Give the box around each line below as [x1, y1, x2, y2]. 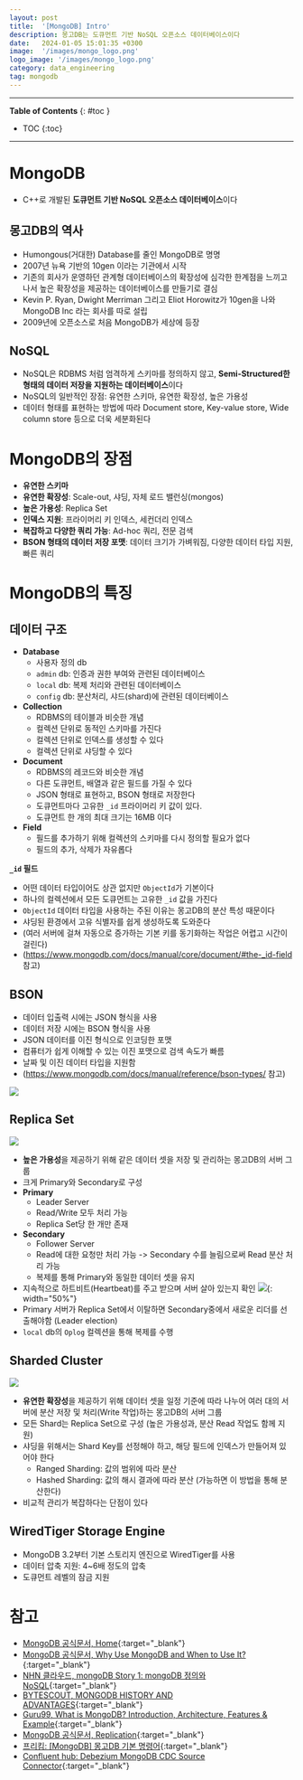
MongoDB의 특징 [9, 583, 133, 604]
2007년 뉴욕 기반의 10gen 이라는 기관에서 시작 [22, 259, 188, 271]
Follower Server [35, 1238, 95, 1248]
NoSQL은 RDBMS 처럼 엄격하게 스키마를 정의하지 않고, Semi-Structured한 [22, 368, 290, 380]
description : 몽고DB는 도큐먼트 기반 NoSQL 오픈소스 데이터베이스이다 [9, 30, 241, 39]
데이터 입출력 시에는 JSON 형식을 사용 [22, 1012, 158, 1022]
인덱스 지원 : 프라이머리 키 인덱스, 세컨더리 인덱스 [22, 514, 194, 525]
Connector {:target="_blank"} [22, 1760, 131, 1772]
